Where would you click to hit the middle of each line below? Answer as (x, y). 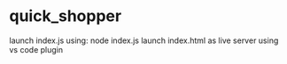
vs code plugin (36, 49)
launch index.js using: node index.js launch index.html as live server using (144, 40)
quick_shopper (66, 16)
